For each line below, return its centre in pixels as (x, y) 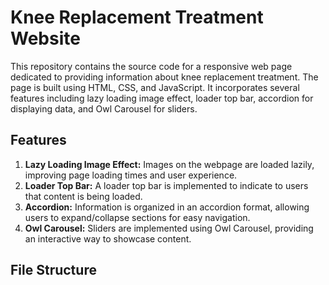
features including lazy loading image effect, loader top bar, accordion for (162, 98)
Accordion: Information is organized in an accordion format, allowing (167, 207)
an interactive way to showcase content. (108, 238)
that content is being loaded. (83, 196)
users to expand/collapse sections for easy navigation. (137, 217)
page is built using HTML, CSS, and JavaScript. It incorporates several (155, 87)
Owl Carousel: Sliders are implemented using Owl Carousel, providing (169, 228)
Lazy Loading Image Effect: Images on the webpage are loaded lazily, (169, 164)
